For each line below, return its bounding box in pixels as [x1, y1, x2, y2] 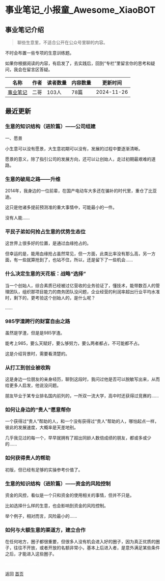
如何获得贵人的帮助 [5, 455, 51, 462]
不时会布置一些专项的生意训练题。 [5, 50, 74, 55]
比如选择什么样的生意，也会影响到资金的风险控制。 [5, 503, 109, 509]
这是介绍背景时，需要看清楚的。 [5, 351, 70, 357]
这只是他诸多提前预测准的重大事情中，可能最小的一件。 [5, 204, 117, 210]
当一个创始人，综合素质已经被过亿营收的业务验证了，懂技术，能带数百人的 [5, 282, 156, 288]
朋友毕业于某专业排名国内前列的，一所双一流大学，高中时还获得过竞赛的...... [5, 393, 159, 399]
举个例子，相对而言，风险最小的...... [5, 513, 78, 519]
